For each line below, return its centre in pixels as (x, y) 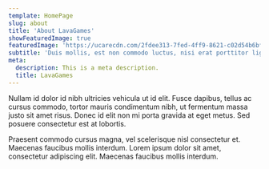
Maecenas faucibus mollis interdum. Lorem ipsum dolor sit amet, (115, 147)
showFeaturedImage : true (50, 38)
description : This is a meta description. (87, 68)
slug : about (28, 23)
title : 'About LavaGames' (51, 30)
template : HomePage (41, 16)
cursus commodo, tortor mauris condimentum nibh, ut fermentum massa (128, 107)
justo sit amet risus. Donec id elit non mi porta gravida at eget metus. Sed (129, 115)
